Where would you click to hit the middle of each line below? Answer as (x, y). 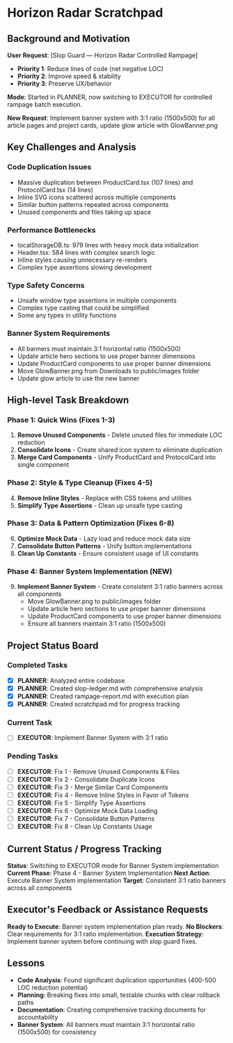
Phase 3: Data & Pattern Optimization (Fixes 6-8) (91, 523)
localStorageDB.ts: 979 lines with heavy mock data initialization (108, 245)
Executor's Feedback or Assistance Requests (108, 910)
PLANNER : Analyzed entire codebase (71, 680)
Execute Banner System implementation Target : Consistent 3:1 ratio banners (116, 881)
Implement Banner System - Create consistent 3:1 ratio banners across (120, 587)
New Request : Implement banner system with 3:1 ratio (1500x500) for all (111, 118)
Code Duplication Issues (49, 167)
